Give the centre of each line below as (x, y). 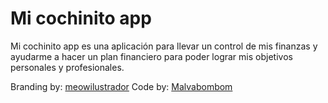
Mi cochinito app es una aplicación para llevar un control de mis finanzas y (164, 46)
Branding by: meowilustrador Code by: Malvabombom (121, 86)
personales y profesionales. (67, 67)
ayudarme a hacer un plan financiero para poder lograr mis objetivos (151, 56)
